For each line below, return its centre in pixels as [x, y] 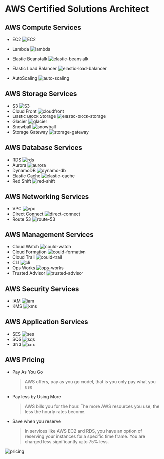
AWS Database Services [43, 148]
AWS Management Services [49, 235]
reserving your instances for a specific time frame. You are [85, 436]
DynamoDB [24, 170]
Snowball [22, 127]
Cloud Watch [26, 247]
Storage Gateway [30, 132]
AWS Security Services [42, 289]
